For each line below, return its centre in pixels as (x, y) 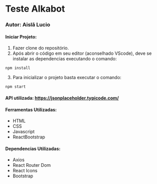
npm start (16, 87)
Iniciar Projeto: (21, 36)
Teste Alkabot (35, 9)
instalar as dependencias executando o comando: (65, 59)
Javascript (24, 132)
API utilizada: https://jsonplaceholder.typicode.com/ (62, 98)
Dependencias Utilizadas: (33, 149)
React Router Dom (32, 165)
